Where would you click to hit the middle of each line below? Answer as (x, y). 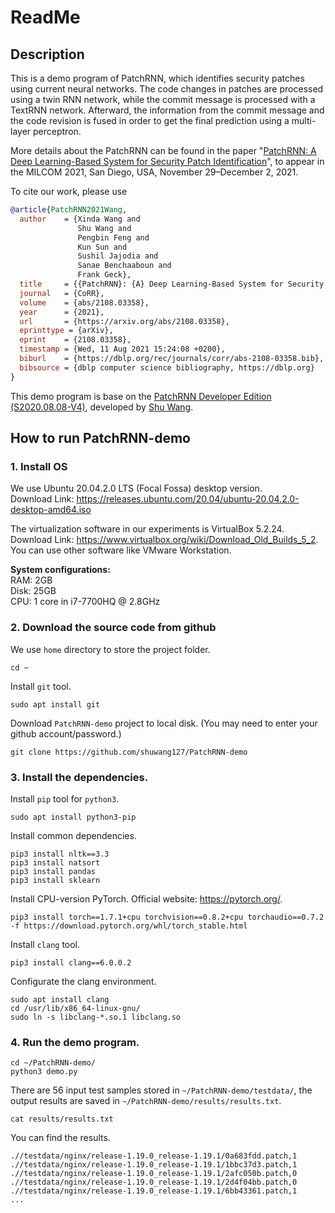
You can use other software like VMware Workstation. (121, 550)
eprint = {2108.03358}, (75, 340)
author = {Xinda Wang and (80, 219)
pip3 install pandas (53, 871)
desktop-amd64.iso (51, 510)
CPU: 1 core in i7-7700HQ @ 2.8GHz (85, 602)
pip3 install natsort (55, 862)
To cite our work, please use (69, 191)
